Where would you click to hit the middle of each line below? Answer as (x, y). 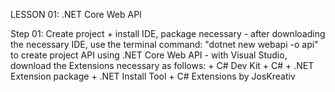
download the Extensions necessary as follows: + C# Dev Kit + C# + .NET (162, 65)
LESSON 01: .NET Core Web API (76, 14)
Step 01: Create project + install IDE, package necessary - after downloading (168, 33)
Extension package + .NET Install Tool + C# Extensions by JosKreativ (153, 76)
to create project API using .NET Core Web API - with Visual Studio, (149, 55)
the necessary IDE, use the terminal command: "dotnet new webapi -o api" (164, 44)
